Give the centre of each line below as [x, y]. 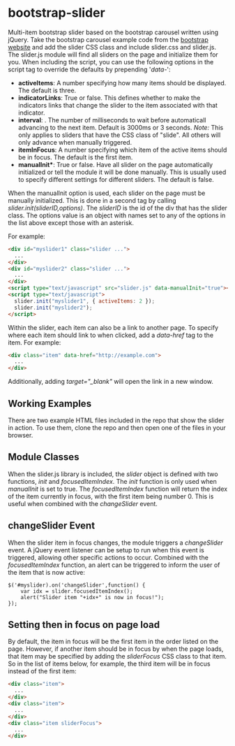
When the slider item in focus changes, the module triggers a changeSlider [116, 543]
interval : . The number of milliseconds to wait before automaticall [112, 120]
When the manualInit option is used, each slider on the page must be [107, 193]
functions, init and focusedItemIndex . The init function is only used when [112, 481]
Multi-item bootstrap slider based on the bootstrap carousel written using [113, 32]
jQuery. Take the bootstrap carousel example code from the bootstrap [108, 39]
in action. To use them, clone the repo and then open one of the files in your [117, 428]
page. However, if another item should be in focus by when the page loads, [116, 649]
